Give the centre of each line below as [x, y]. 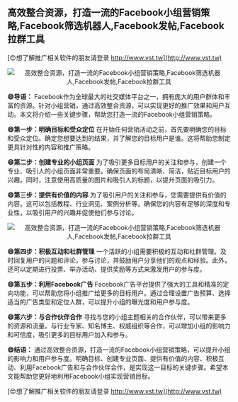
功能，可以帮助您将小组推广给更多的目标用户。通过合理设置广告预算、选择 [122, 293]
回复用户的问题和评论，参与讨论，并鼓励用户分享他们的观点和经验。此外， [122, 260]
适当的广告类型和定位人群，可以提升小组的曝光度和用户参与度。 [100, 301]
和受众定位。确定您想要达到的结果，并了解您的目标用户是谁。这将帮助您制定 [119, 138]
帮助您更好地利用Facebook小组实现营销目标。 [87, 376]
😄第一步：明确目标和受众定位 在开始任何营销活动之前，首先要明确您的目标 [117, 129]
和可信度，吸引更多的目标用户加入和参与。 [69, 334]
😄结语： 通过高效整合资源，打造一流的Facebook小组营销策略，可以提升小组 [119, 350]
